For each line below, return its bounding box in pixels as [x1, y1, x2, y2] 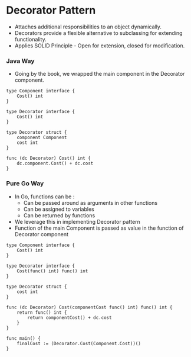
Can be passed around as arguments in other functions [23, 199, 158, 206]
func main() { [6, 335, 41, 341]
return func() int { [17, 309, 67, 316]
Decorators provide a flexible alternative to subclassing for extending [14, 29, 183, 36]
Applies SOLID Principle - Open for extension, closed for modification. [14, 42, 185, 49]
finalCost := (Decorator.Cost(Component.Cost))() [17, 340, 141, 346]
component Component [17, 134, 67, 141]
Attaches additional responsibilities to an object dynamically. [14, 23, 162, 30]
